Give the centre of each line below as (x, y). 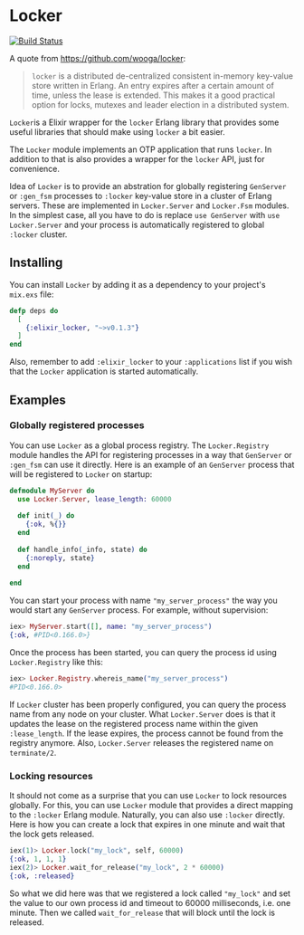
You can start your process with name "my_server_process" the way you (143, 601)
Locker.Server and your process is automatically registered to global (137, 224)
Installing (36, 263)
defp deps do (34, 310)
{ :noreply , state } (60, 558)
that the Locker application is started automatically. (104, 371)
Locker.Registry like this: (57, 663)
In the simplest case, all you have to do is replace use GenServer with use (145, 215)
